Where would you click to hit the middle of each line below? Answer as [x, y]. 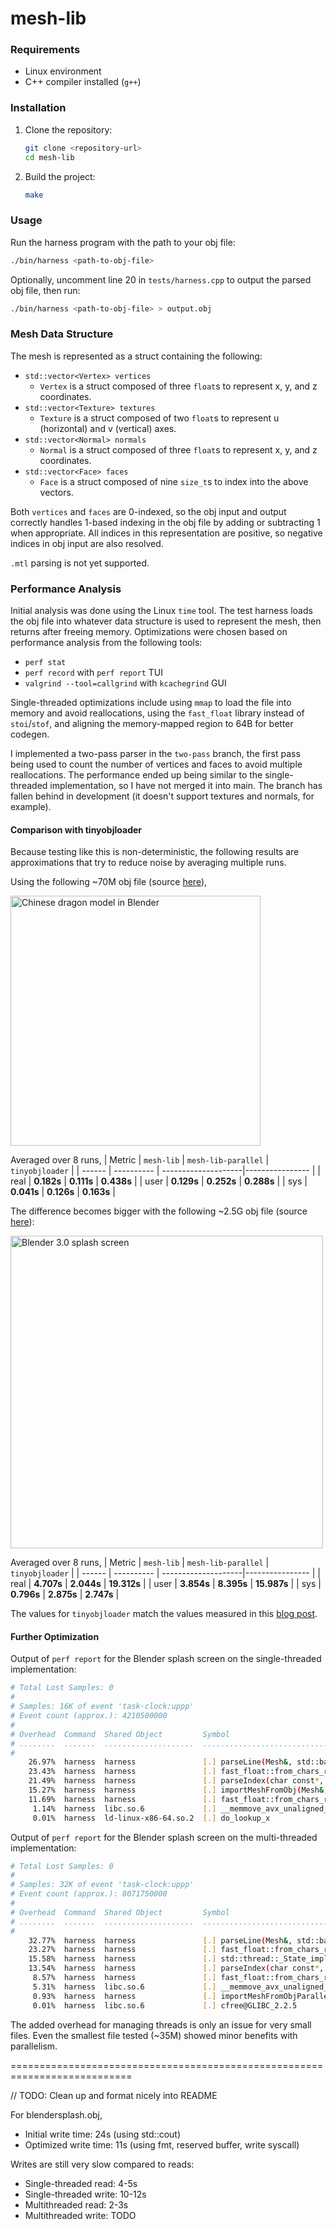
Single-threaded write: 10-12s [85, 2194]
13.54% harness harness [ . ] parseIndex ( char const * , [176, 1968]
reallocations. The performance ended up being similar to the [136, 775]
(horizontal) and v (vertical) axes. [108, 428]
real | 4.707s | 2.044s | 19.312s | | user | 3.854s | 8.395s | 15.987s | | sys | [166, 1584]
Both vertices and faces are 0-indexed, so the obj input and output [148, 511]
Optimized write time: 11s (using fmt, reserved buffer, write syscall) [162, 2144]
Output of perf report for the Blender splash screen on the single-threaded [166, 1659]
